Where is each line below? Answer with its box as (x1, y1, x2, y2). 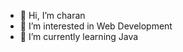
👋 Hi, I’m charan (19, 10, 86, 21)
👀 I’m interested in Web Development (19, 20, 173, 32)
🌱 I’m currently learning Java (19, 31, 139, 42)
